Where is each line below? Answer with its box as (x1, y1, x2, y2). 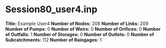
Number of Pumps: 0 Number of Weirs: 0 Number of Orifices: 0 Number (5, 26, 161, 32)
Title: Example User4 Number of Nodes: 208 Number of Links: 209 (5, 20, 149, 27)
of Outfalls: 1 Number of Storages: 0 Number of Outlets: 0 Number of (5, 31, 154, 37)
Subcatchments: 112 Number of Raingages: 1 (5, 37, 102, 43)
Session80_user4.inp (5, 4, 98, 15)
